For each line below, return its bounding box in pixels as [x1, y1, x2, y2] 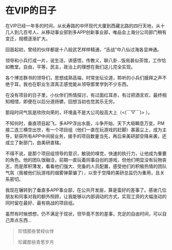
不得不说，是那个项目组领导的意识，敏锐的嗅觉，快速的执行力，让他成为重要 [5, 150, 167, 157]
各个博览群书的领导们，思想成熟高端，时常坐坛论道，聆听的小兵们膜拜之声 [5, 74, 162, 81]
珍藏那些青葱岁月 [17, 239, 54, 245]
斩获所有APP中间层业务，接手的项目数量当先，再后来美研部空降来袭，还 [14, 133, 167, 139]
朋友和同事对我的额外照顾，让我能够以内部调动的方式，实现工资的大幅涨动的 [5, 193, 167, 199]
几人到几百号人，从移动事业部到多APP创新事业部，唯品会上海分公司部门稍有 [5, 29, 167, 35]
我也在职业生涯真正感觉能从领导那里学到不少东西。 [23, 81, 131, 87]
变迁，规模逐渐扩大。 [5, 35, 50, 42]
